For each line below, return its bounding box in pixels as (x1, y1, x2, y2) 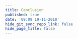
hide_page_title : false (5, 26, 55, 31)
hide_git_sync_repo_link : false (5, 21, 73, 27)
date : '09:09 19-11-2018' (5, 17, 59, 22)
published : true (5, 12, 39, 17)
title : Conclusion (5, 7, 44, 13)
